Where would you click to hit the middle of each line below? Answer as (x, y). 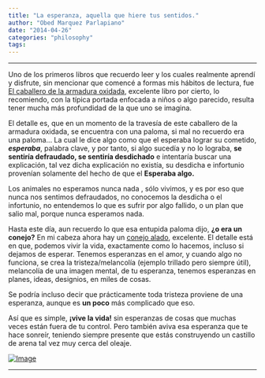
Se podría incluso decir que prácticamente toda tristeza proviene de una (125, 295)
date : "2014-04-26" (40, 30)
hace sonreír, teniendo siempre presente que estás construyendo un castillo (132, 335)
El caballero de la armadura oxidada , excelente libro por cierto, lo (114, 91)
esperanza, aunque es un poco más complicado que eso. (102, 303)
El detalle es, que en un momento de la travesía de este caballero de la (123, 124)
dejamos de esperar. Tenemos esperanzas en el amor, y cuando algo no (125, 254)
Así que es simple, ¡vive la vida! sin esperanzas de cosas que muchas (122, 318)
